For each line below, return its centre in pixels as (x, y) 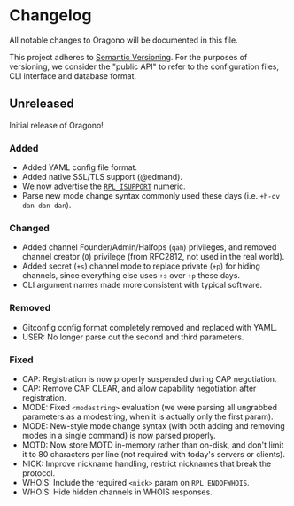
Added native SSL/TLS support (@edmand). (102, 177)
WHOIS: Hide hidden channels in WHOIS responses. (117, 492)
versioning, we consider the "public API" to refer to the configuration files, (144, 66)
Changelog (50, 16)
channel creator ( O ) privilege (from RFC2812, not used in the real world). (153, 257)
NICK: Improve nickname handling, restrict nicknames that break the (147, 463)
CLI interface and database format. (73, 75)
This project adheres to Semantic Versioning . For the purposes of (128, 57)
